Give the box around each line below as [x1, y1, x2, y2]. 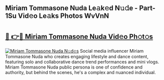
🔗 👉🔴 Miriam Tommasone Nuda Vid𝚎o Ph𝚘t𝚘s [5, 32, 153, 41]
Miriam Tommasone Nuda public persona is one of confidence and [5, 64, 143, 70]
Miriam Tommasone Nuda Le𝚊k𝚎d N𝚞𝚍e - [5, 4, 138, 12]
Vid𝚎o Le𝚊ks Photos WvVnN [17, 12, 109, 20]
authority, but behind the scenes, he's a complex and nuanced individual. [5, 70, 156, 75]
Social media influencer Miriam [79, 48, 144, 54]
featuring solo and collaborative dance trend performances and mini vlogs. [5, 59, 159, 65]
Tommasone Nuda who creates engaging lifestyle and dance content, [5, 54, 148, 59]
